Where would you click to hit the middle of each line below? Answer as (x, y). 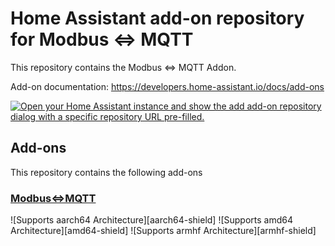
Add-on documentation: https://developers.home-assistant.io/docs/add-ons (167, 86)
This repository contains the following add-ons (106, 172)
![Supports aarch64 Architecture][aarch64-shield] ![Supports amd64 (152, 220)
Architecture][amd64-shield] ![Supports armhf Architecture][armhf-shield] (163, 231)
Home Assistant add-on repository (157, 18)
